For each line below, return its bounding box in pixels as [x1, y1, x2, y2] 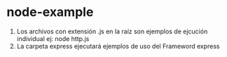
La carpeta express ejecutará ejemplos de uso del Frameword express [16, 42, 220, 50]
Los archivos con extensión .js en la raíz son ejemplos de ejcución [16, 27, 208, 35]
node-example [6, 4, 94, 20]
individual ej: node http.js [16, 34, 90, 42]
